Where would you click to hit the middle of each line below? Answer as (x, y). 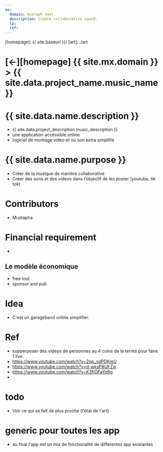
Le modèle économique (42, 267)
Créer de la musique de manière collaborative (58, 174)
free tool (21, 278)
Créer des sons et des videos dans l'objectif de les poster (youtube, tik (84, 179)
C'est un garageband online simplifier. (51, 317)
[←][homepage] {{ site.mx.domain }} (82, 62)
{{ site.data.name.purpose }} (66, 160)
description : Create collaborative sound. (54, 19)
